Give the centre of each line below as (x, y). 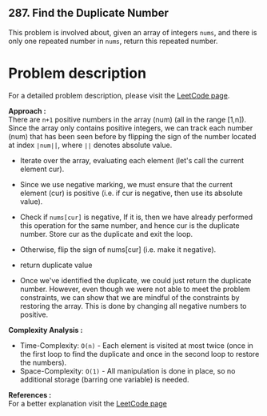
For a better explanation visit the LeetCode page (88, 403)
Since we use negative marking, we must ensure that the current (126, 184)
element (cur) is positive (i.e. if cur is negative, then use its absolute (132, 193)
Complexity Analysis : (46, 330)
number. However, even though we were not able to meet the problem (135, 289)
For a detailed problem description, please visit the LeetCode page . (119, 95)
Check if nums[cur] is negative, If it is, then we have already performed (136, 217)
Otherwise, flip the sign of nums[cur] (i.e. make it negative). (118, 249)
